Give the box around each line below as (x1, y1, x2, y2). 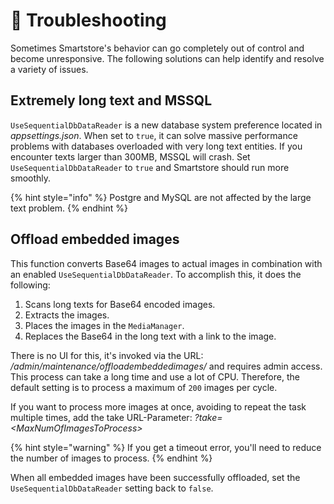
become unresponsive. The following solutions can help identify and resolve (10, 52, 325, 64)
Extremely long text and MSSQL (10, 92, 213, 109)
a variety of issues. (10, 63, 89, 75)
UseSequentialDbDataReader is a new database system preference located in (10, 119, 323, 131)
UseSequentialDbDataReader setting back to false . (10, 482, 214, 494)
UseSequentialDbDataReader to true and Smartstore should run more (10, 161, 290, 173)
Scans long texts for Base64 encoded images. (24, 298, 216, 310)
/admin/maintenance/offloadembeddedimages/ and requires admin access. (10, 360, 323, 372)
